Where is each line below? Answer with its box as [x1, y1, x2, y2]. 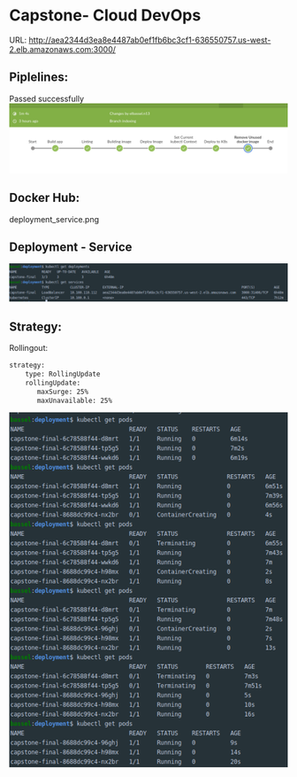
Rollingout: [9, 343, 49, 354]
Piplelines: [9, 70, 69, 85]
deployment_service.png [9, 214, 100, 224]
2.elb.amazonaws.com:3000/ [9, 43, 117, 54]
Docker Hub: [9, 190, 80, 206]
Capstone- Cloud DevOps [9, 5, 202, 26]
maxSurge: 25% [36, 387, 89, 397]
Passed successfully [9, 93, 85, 104]
